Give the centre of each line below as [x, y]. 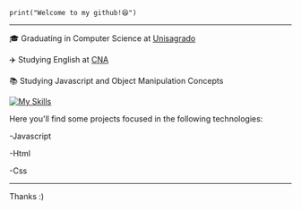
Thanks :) [27, 196]
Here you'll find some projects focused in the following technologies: [136, 119]
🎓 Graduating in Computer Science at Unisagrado [103, 38]
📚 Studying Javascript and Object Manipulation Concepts [116, 81]
